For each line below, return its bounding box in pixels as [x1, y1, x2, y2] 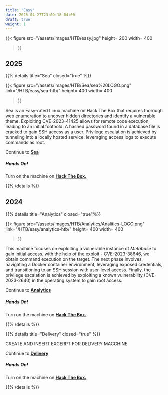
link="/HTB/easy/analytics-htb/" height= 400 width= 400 [5, 226, 124, 232]
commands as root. [5, 139, 45, 146]
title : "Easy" [5, 7, 35, 13]
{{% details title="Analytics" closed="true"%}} [5, 211, 101, 217]
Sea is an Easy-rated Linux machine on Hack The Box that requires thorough [5, 108, 163, 114]
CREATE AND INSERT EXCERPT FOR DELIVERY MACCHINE [5, 340, 128, 347]
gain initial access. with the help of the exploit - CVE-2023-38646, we [5, 251, 150, 257]
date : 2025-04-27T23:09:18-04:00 [5, 12, 75, 17]
